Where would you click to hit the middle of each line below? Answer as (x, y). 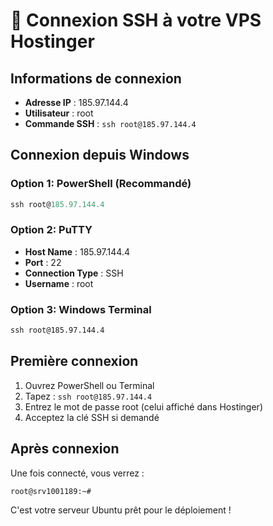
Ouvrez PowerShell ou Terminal (89, 385)
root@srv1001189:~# (51, 491)
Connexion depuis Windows (100, 155)
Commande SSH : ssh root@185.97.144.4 (110, 123)
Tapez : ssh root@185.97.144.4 (88, 396)
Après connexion (65, 449)
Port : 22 (43, 262)
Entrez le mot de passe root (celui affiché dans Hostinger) (143, 406)
